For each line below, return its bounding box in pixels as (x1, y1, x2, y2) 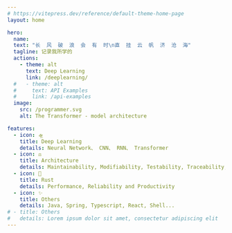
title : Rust (19, 176, 54, 183)
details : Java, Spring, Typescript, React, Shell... (19, 202, 175, 209)
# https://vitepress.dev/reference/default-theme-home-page (7, 10, 185, 17)
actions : (13, 55, 39, 62)
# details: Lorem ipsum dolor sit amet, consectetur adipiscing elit (7, 215, 218, 222)
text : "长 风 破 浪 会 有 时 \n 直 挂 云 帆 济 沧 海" (13, 42, 192, 49)
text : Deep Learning (25, 67, 85, 75)
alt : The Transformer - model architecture (19, 113, 148, 120)
